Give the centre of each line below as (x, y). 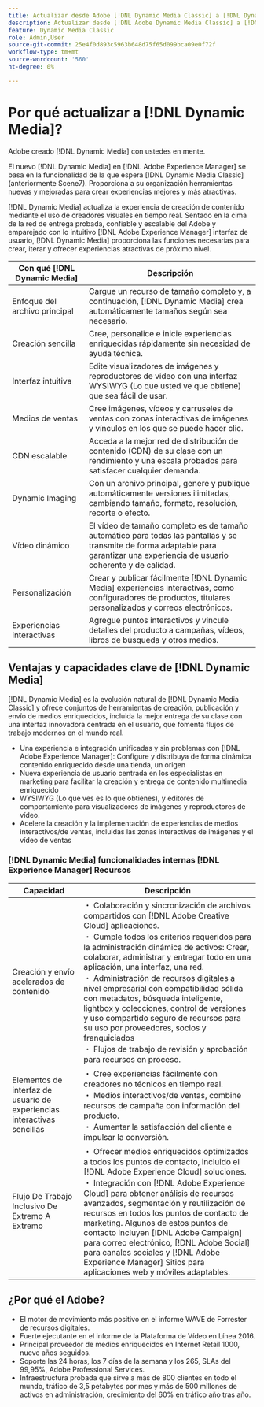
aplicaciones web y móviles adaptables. (157, 1271)
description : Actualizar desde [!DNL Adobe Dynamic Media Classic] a (125, 23)
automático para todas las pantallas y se (163, 535)
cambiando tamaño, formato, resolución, (163, 503)
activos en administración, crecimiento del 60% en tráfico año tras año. (135, 1394)
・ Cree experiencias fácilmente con (150, 1074)
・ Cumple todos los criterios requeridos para (168, 937)
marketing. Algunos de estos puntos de (156, 1223)
